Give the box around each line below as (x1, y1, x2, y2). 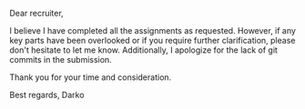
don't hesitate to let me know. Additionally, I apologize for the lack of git (9, 45, 278, 55)
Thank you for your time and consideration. (9, 72, 172, 83)
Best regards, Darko (9, 90, 85, 100)
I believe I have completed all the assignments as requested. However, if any (9, 25, 296, 35)
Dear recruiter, (9, 8, 64, 18)
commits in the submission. (9, 54, 112, 64)
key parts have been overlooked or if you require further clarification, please (9, 35, 296, 45)
